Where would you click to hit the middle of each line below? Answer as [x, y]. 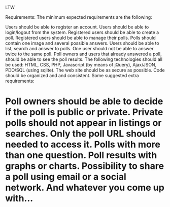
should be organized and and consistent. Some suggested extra [72, 75]
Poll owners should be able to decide [84, 101]
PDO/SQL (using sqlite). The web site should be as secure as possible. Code [85, 70]
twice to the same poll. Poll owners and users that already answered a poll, [83, 54]
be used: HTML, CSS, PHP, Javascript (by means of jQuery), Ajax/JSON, [81, 65]
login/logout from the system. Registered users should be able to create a [82, 32]
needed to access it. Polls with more [83, 145]
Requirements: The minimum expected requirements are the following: [79, 17]
